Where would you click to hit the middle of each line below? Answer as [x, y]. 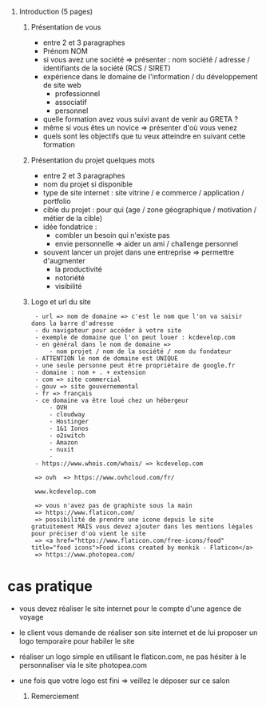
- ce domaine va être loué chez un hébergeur [112, 400]
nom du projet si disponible [87, 184]
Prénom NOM [66, 51]
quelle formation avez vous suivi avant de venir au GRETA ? [141, 119]
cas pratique [50, 586]
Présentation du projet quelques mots [93, 160]
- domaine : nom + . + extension [90, 372]
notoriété [70, 278]
